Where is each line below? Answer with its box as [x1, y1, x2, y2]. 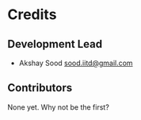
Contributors [7, 81, 73, 95]
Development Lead [7, 37, 103, 51]
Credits [7, 6, 57, 24]
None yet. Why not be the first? [7, 102, 110, 112]
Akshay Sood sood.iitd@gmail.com [18, 58, 133, 68]
